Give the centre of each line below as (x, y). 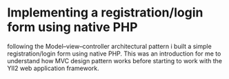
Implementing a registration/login (105, 13)
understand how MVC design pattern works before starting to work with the (115, 60)
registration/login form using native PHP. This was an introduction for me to (114, 54)
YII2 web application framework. (53, 68)
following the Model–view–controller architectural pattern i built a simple (109, 46)
